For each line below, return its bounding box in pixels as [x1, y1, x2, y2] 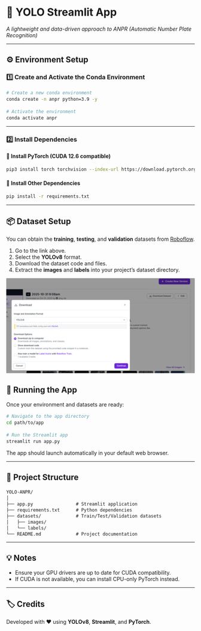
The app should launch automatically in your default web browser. [6, 450, 169, 457]
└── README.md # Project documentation [6, 531, 138, 537]
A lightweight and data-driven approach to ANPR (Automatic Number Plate [6, 25, 192, 32]
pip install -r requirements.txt [6, 193, 90, 200]
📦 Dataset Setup [6, 216, 71, 227]
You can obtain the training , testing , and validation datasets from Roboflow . [6, 235, 195, 243]
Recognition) [6, 31, 38, 38]
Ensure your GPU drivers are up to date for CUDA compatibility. [14, 569, 172, 576]
